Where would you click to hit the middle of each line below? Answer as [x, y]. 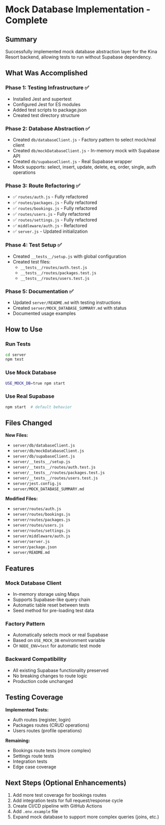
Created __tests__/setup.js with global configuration [69, 256]
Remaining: [18, 740]
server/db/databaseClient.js [44, 446]
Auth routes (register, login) [42, 719]
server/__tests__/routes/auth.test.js [54, 468]
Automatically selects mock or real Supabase [60, 635]
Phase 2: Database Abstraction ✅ [48, 128]
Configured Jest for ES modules [47, 104]
